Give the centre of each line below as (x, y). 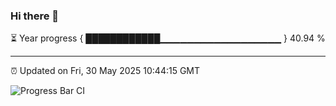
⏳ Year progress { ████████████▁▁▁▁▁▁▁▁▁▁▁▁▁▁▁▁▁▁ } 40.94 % (168, 38)
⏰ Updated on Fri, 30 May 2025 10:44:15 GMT (105, 71)
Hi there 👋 (35, 16)
